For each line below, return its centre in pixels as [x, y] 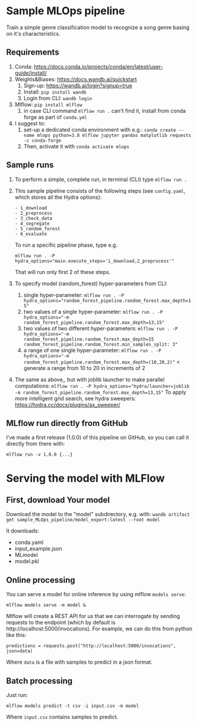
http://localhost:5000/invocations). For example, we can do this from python [99, 629]
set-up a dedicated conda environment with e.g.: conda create [100, 129]
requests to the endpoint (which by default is [61, 622]
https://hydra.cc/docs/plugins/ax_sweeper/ [67, 405]
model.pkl [27, 561]
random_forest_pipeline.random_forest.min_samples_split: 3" [100, 344]
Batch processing [39, 681]
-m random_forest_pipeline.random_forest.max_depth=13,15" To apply [100, 392]
